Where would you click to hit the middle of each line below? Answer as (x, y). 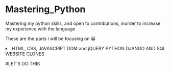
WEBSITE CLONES (25, 54)
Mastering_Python (45, 9)
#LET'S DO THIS (23, 63)
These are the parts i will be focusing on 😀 (51, 39)
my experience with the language (40, 28)
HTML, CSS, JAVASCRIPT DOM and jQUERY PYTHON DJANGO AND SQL (89, 48)
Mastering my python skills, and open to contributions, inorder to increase (83, 23)
